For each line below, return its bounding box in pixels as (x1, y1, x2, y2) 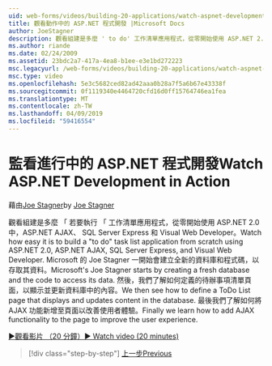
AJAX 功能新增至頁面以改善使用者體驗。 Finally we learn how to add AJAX (8, 305, 255, 315)
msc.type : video (8, 72, 63, 80)
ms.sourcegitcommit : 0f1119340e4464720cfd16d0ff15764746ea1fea (8, 87, 227, 96)
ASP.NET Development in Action (8, 172, 231, 191)
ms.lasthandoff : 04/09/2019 (8, 110, 104, 118)
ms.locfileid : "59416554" (8, 117, 96, 126)
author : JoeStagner (8, 27, 74, 35)
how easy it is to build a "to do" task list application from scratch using (8, 236, 244, 246)
